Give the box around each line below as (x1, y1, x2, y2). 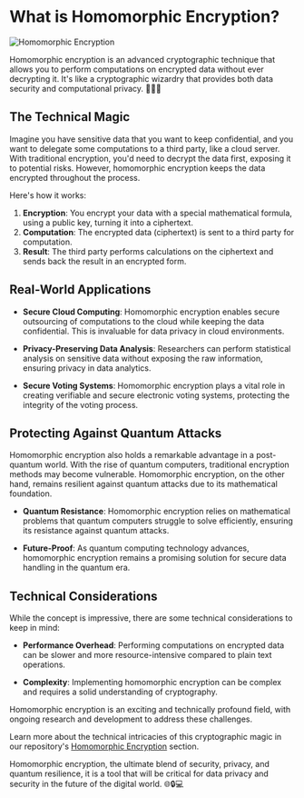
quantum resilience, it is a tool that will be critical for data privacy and (9, 768, 270, 779)
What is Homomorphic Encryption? (9, 6, 279, 27)
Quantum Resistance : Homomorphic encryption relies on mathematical (22, 506, 291, 517)
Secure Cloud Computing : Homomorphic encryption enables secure (22, 306, 280, 317)
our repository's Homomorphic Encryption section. (9, 741, 200, 752)
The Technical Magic (9, 109, 131, 125)
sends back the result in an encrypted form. (22, 255, 187, 266)
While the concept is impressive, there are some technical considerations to (9, 613, 293, 623)
